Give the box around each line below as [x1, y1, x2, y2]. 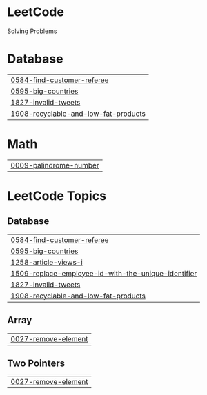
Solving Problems [7, 27, 57, 35]
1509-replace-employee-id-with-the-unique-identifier [10, 268, 197, 278]
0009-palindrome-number [10, 160, 99, 170]
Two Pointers [7, 358, 66, 369]
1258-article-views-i [10, 257, 83, 267]
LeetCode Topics [7, 188, 107, 203]
